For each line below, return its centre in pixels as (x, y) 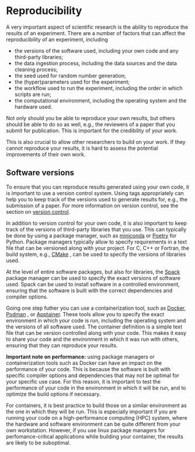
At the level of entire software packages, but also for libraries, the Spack (93, 272)
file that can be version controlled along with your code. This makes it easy (96, 333)
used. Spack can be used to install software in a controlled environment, (93, 284)
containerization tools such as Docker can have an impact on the (84, 363)
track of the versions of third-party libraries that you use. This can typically (96, 229)
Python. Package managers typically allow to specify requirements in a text (97, 242)
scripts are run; (33, 94)
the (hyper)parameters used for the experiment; (72, 82)
